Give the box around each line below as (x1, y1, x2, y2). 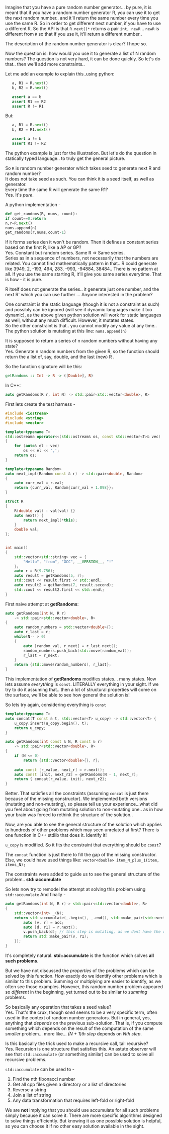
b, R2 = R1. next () (12, 127, 51, 132)
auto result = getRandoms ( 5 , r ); (14, 573, 84, 578)
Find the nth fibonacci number (12, 1076, 75, 1082)
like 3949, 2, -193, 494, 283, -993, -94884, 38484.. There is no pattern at (5, 266, 158, 272)
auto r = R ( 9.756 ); (14, 568, 55, 574)
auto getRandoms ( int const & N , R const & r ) (5, 739, 102, 744)
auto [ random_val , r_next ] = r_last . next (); (23, 643, 118, 648)
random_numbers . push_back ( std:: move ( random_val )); (23, 648, 132, 653)
